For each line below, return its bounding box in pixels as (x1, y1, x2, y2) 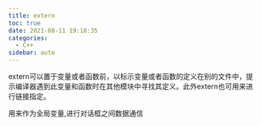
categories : (8, 33, 48, 42)
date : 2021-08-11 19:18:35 (8, 26, 98, 34)
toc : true (8, 19, 42, 27)
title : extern (8, 11, 56, 20)
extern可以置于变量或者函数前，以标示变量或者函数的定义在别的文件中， (8, 72, 247, 81)
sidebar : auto (8, 49, 56, 57)
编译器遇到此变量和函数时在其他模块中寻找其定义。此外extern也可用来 (14, 81, 247, 91)
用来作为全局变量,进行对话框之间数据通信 (8, 108, 144, 118)
